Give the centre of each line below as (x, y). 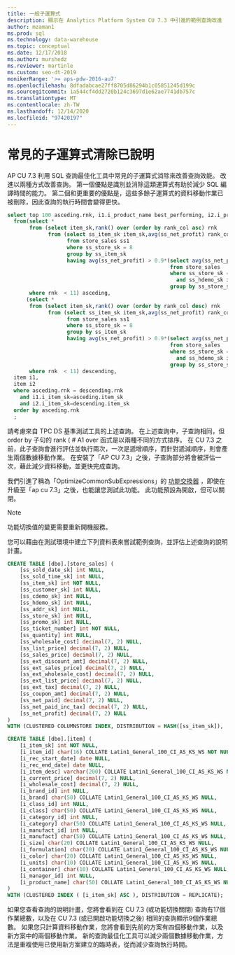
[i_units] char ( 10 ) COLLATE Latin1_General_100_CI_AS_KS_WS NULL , (119, 863)
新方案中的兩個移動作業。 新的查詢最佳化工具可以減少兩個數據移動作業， (112, 936)
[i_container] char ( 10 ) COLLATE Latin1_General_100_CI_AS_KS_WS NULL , (125, 869)
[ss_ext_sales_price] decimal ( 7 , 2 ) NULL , (83, 668)
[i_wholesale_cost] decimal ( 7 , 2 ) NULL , (79, 785)
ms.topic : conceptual (39, 46)
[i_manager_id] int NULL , (58, 876)
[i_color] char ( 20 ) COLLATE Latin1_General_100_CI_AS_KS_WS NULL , (119, 856)
